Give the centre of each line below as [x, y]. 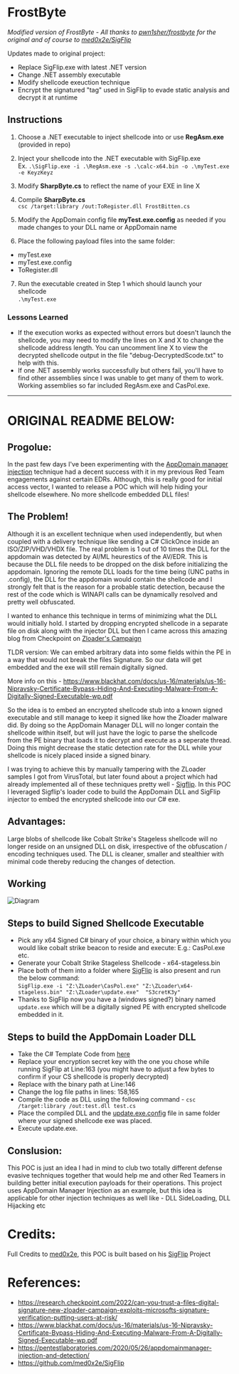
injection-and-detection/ [54, 1355]
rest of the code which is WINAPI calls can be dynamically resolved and [113, 594]
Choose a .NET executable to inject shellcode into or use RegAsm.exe [121, 137]
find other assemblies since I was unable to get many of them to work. [121, 378]
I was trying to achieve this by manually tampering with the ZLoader [107, 769]
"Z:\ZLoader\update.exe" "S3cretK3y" [123, 993]
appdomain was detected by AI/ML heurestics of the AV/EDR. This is [107, 556]
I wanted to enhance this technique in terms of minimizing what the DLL [112, 615]
